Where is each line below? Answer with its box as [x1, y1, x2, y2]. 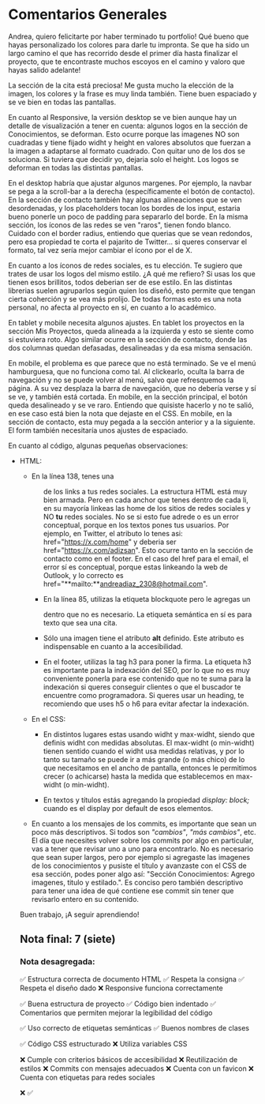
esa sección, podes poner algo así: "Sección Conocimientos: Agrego [31, 869, 255, 878]
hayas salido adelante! [8, 65, 81, 74]
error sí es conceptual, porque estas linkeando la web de [43, 562, 229, 572]
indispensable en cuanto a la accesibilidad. [43, 641, 183, 651]
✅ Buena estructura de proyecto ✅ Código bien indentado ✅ [19, 999, 217, 1008]
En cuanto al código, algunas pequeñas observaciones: [8, 441, 188, 450]
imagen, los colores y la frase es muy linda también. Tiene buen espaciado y [8, 88, 257, 98]
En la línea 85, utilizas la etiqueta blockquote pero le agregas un [43, 594, 251, 603]
